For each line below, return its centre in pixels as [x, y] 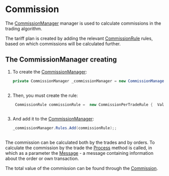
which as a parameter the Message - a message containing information [79, 153]
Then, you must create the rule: [45, 95]
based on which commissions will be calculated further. [63, 43]
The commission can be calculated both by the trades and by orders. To [80, 142]
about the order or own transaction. [42, 158]
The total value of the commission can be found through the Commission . [81, 168]
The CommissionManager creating [61, 60]
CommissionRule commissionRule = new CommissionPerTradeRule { [84, 104]
